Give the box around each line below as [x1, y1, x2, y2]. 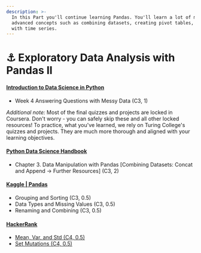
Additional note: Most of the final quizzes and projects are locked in [6, 109, 173, 116]
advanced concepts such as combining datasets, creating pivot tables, [11, 20, 194, 26]
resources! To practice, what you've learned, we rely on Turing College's [6, 121, 185, 128]
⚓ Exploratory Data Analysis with [6, 51, 175, 64]
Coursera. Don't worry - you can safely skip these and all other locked [6, 115, 179, 122]
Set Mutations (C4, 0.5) [14, 240, 73, 248]
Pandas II [6, 64, 53, 78]
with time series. [11, 25, 58, 32]
